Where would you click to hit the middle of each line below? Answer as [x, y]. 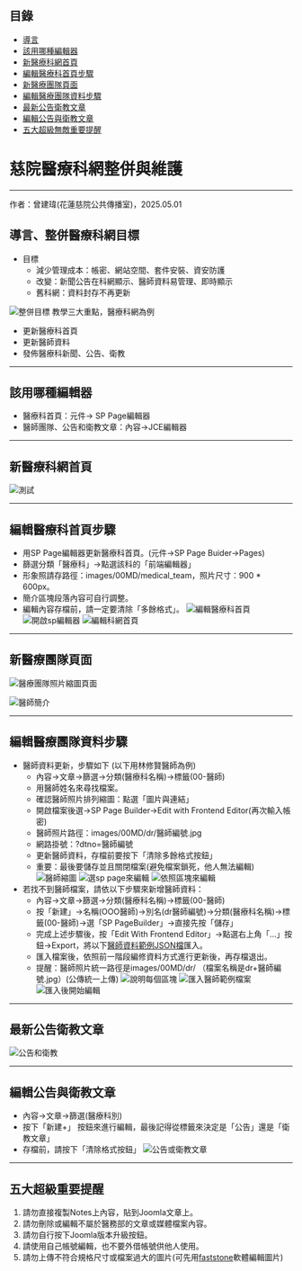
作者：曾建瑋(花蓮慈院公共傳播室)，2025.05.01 [96, 204]
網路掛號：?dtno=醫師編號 [84, 844]
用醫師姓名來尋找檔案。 [79, 788]
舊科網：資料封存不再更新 [83, 292]
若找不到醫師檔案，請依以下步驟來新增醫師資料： [113, 889]
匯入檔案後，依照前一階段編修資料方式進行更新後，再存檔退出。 [154, 956]
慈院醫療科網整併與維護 [96, 169]
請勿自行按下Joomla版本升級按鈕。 [87, 1235]
